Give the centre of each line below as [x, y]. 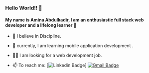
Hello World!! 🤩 [24, 8]
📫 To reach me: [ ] [49, 65]
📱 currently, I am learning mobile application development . [73, 46]
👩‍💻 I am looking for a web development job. [57, 55]
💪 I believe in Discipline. [37, 36]
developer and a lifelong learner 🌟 [41, 25]
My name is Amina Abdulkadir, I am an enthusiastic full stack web [74, 20]
